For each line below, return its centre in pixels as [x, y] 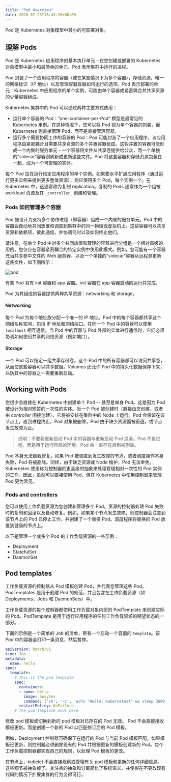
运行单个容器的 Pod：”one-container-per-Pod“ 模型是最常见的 [78, 119]
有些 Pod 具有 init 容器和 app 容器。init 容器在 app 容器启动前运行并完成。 [83, 282]
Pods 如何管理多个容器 [33, 208]
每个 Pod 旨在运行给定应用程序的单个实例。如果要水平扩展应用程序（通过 [82, 174]
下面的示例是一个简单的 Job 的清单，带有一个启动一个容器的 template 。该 [83, 633]
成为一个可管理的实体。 [51, 163]
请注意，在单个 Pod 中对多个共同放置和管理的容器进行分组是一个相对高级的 [84, 243]
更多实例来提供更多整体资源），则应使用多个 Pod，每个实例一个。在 [80, 180]
